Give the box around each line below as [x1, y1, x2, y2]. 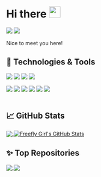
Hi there [6, 7, 47, 21]
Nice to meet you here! [6, 39, 63, 46]
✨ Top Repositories [6, 147, 80, 158]
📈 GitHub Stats [6, 111, 65, 121]
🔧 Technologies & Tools [6, 57, 96, 67]
